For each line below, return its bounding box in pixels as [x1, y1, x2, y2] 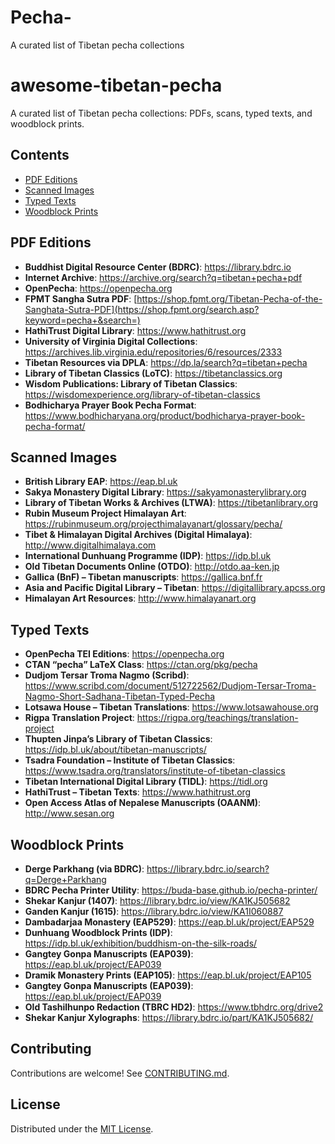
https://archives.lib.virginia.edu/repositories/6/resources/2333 [24, 346, 283, 358]
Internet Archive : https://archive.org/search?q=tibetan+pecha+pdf [24, 271, 303, 283]
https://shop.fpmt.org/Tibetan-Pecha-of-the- [136, 292, 323, 305]
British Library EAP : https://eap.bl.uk [24, 476, 178, 488]
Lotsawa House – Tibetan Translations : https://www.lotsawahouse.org [24, 701, 319, 713]
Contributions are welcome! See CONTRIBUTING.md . [10, 1067, 230, 1079]
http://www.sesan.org [24, 807, 115, 820]
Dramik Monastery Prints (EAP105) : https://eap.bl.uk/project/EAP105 [24, 969, 312, 981]
